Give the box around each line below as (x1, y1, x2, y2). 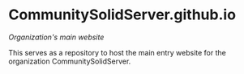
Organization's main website (8, 32, 105, 42)
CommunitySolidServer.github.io (8, 6, 237, 24)
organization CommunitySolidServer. (8, 56, 131, 66)
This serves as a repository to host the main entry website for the (8, 47, 227, 57)
